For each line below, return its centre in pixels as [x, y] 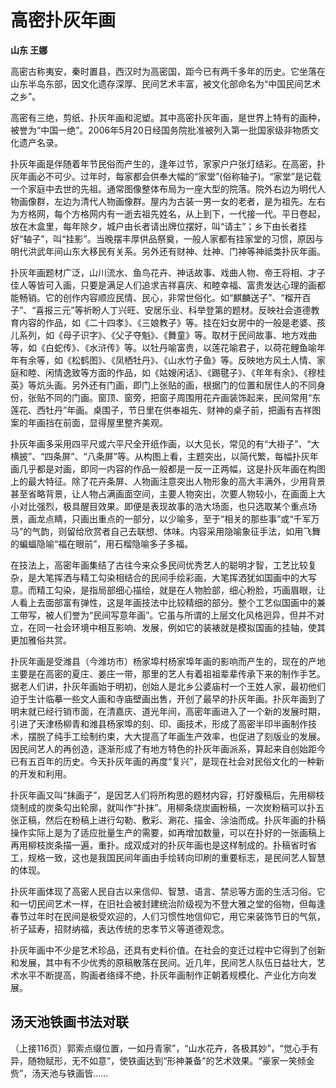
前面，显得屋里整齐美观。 [115, 422]
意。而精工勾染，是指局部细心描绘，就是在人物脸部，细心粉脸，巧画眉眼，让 [168, 590]
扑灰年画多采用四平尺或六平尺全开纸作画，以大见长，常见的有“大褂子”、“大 [165, 443]
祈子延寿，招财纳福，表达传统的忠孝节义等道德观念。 [120, 928]
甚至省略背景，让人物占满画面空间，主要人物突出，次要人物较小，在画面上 [163, 493]
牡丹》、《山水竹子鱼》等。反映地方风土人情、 [224, 360]
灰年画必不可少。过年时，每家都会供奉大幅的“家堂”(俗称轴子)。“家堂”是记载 [166, 176]
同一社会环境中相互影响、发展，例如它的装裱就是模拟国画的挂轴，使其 [181, 627]
